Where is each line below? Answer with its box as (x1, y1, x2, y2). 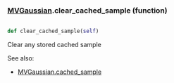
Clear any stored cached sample (7, 41, 102, 49)
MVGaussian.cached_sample (17, 68, 102, 76)
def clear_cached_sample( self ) (7, 27, 99, 35)
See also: (7, 54, 35, 63)
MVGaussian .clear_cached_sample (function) (7, 6, 168, 15)
